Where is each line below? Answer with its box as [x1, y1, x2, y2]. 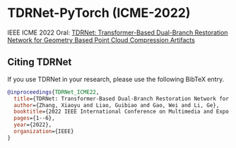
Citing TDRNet [7, 56, 72, 68]
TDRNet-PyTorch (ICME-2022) [7, 5, 191, 21]
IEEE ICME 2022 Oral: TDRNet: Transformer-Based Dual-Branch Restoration [7, 28, 228, 37]
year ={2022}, [13, 121, 52, 128]
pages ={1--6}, [13, 115, 55, 122]
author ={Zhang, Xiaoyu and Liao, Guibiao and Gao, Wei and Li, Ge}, [13, 101, 220, 109]
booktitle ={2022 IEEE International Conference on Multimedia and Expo [13, 108, 230, 116]
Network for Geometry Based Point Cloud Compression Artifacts [7, 35, 196, 44]
